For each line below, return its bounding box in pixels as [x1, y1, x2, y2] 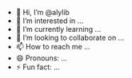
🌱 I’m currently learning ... [15, 25, 102, 33]
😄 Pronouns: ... [15, 53, 68, 63]
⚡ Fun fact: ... [15, 62, 60, 72]
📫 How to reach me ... [15, 42, 90, 51]
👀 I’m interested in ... [15, 16, 84, 25]
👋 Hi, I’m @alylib [15, 8, 70, 17]
